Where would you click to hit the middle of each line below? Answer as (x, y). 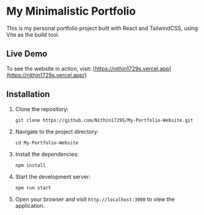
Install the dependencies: (47, 154)
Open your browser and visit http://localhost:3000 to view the (95, 199)
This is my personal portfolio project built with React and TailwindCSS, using (102, 28)
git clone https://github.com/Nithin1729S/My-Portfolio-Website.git (104, 120)
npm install (30, 165)
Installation (28, 94)
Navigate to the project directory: (57, 131)
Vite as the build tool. (33, 34)
